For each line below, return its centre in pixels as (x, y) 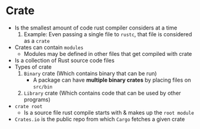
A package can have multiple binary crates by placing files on (112, 80)
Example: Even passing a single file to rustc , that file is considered (108, 34)
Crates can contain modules (49, 47)
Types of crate (33, 67)
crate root (29, 106)
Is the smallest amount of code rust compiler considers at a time (96, 28)
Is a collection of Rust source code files (64, 60)
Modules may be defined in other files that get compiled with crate (108, 53)
